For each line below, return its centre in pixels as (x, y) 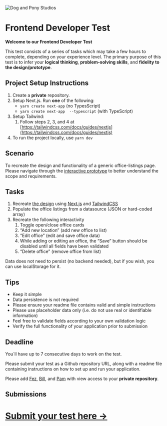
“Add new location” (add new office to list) (63, 230)
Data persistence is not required (45, 299)
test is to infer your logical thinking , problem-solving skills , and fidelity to (82, 62)
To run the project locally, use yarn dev (52, 137)
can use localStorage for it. (33, 266)
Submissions (26, 394)
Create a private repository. (41, 95)
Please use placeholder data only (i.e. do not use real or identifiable (82, 310)
